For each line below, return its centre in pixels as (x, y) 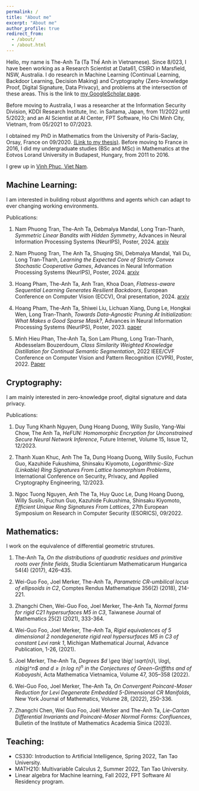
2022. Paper (30, 364)
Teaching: (25, 742)
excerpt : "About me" (32, 23)
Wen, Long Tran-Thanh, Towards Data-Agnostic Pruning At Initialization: (103, 314)
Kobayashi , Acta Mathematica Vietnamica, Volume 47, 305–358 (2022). (102, 674)
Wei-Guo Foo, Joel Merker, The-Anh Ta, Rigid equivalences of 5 (93, 631)
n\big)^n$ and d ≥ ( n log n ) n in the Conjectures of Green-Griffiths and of (103, 668)
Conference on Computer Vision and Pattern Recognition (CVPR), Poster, (104, 357)
